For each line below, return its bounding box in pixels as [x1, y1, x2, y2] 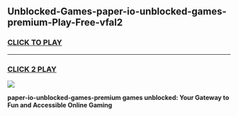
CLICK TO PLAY [7, 38, 62, 48]
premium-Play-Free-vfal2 [7, 17, 123, 29]
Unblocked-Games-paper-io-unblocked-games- [7, 6, 227, 18]
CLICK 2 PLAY [7, 64, 57, 74]
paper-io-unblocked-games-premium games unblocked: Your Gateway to [7, 93, 229, 101]
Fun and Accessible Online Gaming [7, 101, 113, 109]
